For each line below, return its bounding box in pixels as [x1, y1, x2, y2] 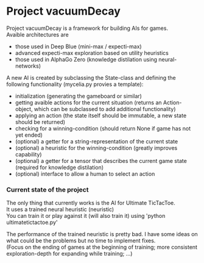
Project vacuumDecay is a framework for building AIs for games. [6, 24, 169, 32]
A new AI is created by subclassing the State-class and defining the [6, 74, 177, 81]
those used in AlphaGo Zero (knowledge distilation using [15, 56, 157, 63]
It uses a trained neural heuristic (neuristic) [6, 206, 114, 213]
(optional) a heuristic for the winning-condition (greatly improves [15, 144, 178, 151]
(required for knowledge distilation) [15, 164, 104, 171]
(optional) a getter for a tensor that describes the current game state [15, 157, 187, 164]
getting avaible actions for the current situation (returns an [15, 99, 163, 106]
